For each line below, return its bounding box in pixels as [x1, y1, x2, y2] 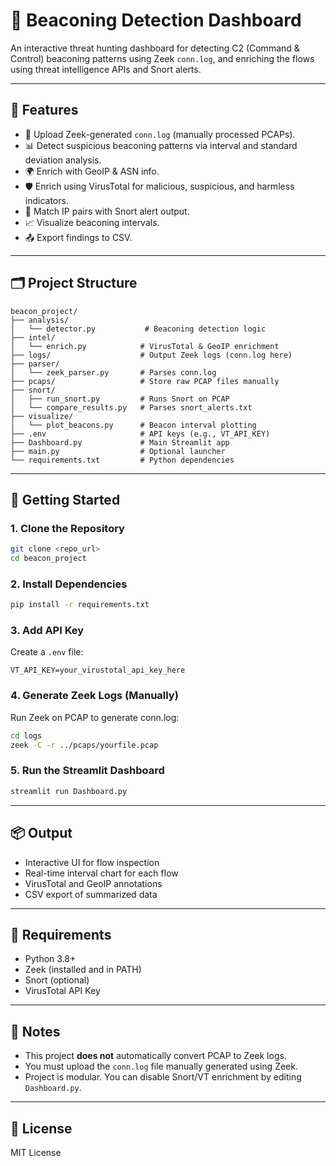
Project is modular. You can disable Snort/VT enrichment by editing [24, 1071, 302, 1083]
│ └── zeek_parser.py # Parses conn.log [10, 367, 217, 378]
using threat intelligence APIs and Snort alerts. [10, 63, 202, 75]
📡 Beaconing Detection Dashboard [10, 9, 302, 32]
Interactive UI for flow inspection [24, 856, 160, 868]
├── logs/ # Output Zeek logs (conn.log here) [10, 350, 293, 360]
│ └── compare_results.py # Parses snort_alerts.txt [10, 402, 253, 413]
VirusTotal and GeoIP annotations [24, 877, 163, 889]
